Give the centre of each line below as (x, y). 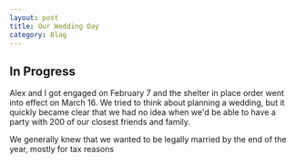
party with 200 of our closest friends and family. (100, 122)
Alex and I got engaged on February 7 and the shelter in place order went (147, 93)
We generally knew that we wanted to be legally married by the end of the (148, 139)
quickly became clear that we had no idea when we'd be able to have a (143, 112)
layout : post (34, 18)
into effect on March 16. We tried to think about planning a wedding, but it (147, 103)
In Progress (42, 71)
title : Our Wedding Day (55, 26)
